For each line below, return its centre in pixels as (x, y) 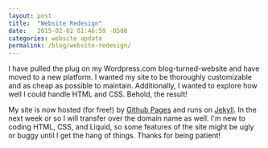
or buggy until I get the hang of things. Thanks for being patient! (115, 136)
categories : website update (56, 38)
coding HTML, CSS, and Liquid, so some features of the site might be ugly (131, 127)
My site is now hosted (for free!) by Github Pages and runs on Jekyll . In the (133, 110)
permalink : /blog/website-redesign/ (70, 46)
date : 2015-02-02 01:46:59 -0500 (68, 31)
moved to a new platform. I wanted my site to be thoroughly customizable (130, 77)
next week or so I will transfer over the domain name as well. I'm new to (127, 118)
